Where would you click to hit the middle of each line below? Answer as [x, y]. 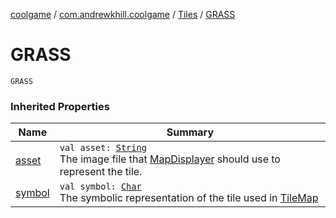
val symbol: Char [100, 187]
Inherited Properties [60, 106]
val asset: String [103, 148]
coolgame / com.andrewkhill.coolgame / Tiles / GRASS [123, 14]
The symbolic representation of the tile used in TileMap [189, 198]
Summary [190, 132]
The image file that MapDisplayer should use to [170, 159]
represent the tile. [101, 172]
